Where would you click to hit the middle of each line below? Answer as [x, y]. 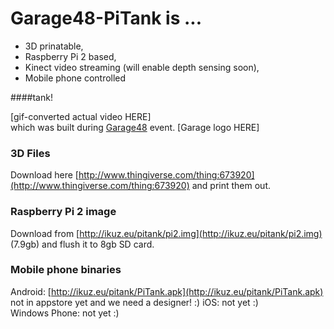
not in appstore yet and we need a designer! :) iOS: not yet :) [134, 302]
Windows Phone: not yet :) [65, 313]
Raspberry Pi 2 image [63, 212]
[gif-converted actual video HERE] [81, 116]
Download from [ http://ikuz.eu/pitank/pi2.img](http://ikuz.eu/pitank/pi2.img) [166, 233]
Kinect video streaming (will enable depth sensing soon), [142, 67]
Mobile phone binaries [66, 270]
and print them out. [231, 186]
